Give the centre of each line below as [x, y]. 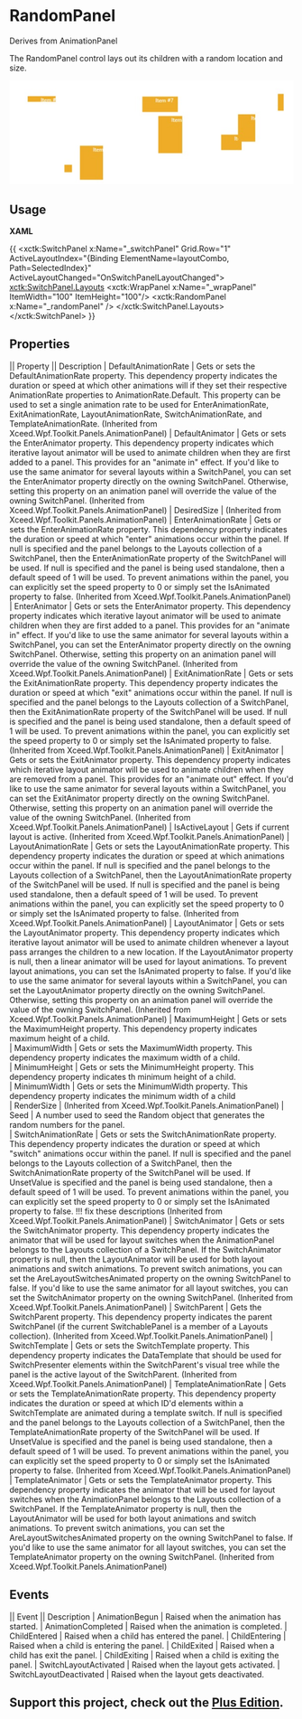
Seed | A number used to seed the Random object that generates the [137, 1115]
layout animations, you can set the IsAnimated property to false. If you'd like [150, 971]
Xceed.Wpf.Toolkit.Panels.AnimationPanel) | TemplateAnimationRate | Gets [148, 1384]
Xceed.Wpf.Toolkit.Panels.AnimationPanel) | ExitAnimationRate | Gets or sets [151, 673]
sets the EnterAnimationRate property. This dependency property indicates [148, 529]
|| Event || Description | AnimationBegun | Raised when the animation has [145, 1616]
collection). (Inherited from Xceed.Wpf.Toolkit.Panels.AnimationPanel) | [141, 1336]
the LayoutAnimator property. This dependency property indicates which [145, 933]
